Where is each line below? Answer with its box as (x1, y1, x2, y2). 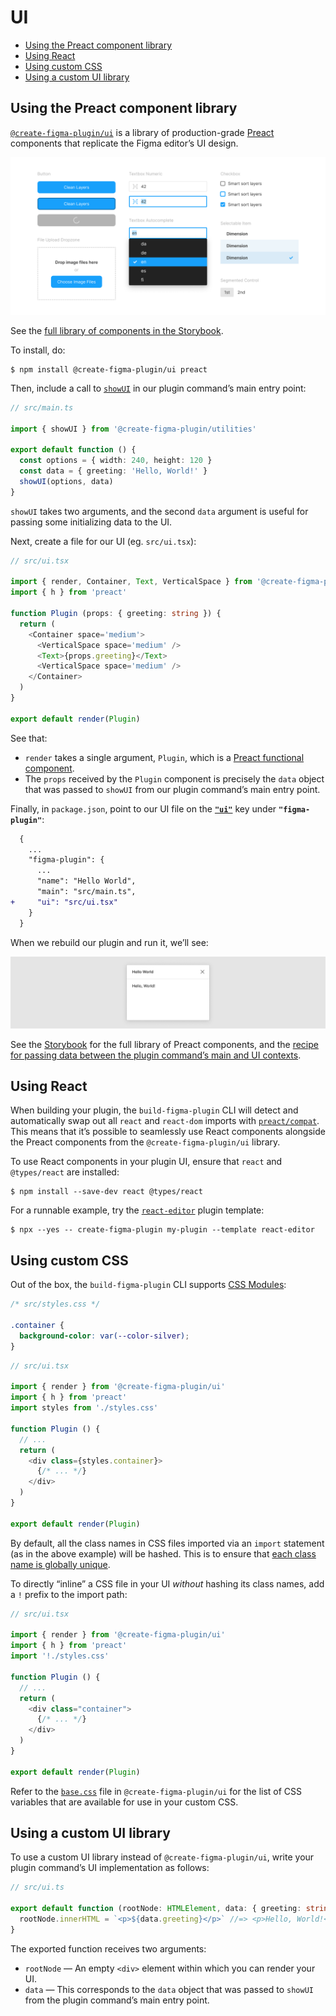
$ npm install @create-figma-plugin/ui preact (10, 364, 208, 375)
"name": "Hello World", (36, 876, 137, 886)
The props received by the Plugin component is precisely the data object (24, 772, 325, 785)
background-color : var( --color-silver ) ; (19, 1331, 190, 1341)
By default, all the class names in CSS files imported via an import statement (10, 1537, 325, 1549)
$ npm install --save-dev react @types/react (10, 1187, 203, 1197)
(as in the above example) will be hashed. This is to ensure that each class (10, 1547, 317, 1560)
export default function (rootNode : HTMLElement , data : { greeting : (10, 1904, 302, 1914)
